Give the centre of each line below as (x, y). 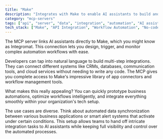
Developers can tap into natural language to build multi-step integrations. (78, 61)
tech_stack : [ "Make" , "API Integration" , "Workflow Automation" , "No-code (82, 28)
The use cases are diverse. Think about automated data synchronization (77, 111)
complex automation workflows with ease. (47, 52)
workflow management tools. (34, 82)
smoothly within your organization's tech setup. (53, 102)
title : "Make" (19, 9)
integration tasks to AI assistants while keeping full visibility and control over (81, 126)
